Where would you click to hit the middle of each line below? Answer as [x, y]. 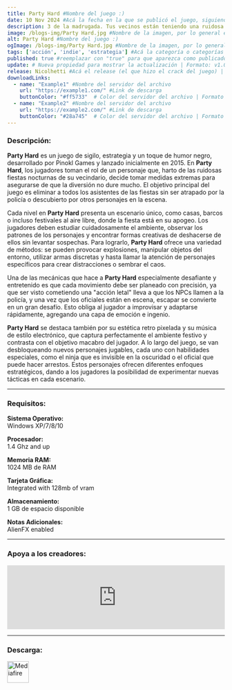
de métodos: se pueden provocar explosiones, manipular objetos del [105, 249]
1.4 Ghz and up [29, 447]
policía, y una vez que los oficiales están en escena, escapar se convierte [112, 299]
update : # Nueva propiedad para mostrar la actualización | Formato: [109, 65]
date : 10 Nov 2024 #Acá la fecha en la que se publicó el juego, [103, 20]
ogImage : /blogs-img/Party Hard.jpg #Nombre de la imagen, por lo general [117, 46]
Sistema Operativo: [36, 419]
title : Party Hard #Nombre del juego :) [66, 13]
